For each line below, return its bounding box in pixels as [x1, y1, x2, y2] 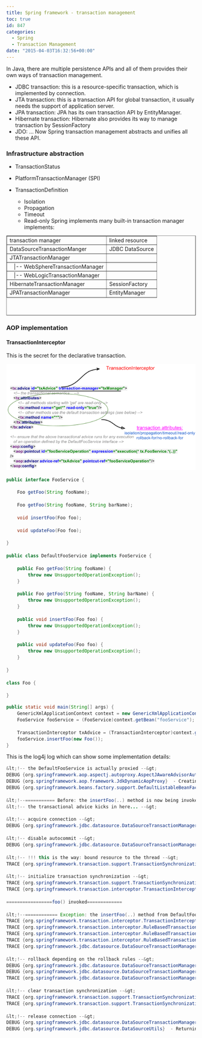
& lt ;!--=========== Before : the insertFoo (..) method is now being [6, 797, 179, 803]
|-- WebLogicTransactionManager [14, 272, 100, 279]
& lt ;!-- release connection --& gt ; [6, 1013, 96, 1019]
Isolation [23, 198, 46, 205]
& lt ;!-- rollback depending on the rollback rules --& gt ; [6, 956, 155, 962]
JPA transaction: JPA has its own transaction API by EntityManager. [14, 108, 182, 116]
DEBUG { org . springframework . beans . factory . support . [6, 785, 138, 791]
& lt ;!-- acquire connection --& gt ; [6, 816, 96, 822]
